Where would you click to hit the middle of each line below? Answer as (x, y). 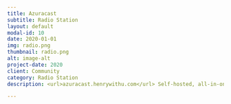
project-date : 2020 (35, 65)
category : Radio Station (43, 77)
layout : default (30, 26)
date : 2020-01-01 (32, 39)
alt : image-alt (29, 59)
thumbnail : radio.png (38, 52)
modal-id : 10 (26, 33)
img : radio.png (29, 45)
